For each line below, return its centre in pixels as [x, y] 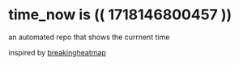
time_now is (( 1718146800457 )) [120, 15]
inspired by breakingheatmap [58, 52]
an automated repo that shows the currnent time [89, 37]
